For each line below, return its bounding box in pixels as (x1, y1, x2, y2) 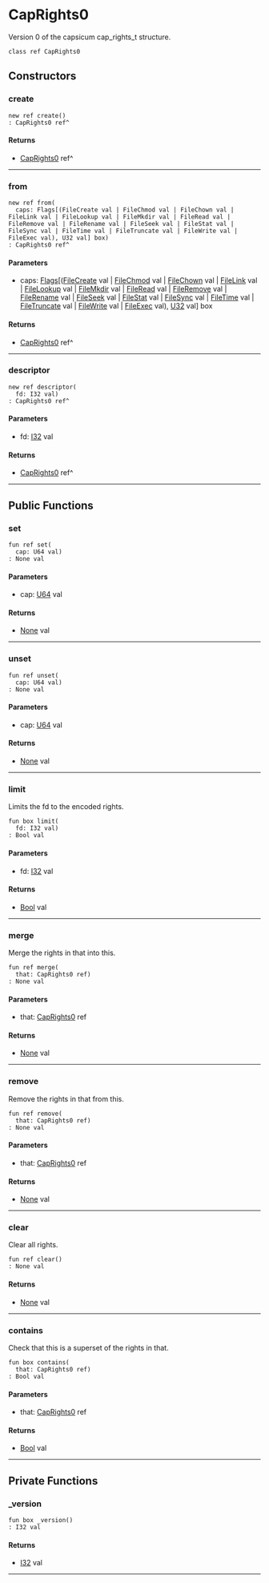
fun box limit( (8, 817, 59, 826)
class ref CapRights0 (8, 47, 81, 55)
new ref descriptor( (8, 383, 78, 391)
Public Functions (8, 498, 94, 512)
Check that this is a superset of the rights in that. (8, 1343, 170, 1352)
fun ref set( (8, 541, 52, 549)
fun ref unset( (8, 671, 59, 679)
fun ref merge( (8, 964, 59, 972)
